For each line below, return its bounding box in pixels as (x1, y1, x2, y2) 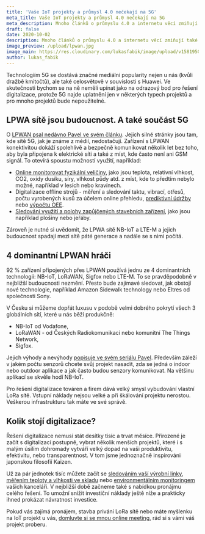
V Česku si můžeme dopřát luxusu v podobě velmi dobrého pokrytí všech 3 (6, 304, 196, 312)
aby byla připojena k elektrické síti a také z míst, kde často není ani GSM (6, 150, 188, 158)
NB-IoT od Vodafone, (15, 323, 69, 330)
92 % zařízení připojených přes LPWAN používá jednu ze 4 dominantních (6, 266, 191, 274)
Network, (15, 335, 39, 343)
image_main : (6, 49, 37, 55)
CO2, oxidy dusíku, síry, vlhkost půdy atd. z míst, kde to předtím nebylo (15, 175, 195, 183)
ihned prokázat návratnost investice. (6, 496, 98, 503)
